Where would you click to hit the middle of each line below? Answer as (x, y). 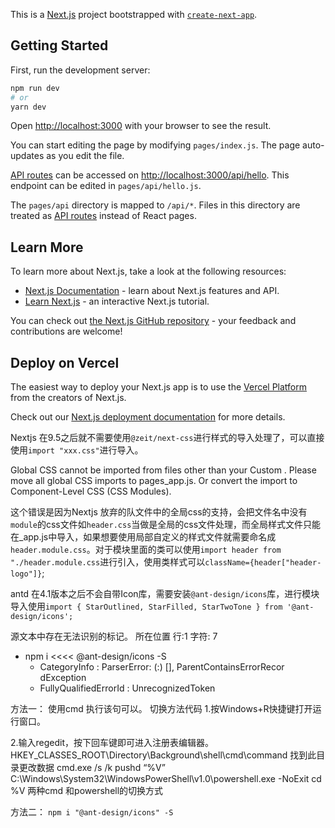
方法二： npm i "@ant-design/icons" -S (92, 812)
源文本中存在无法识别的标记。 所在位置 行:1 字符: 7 (114, 636)
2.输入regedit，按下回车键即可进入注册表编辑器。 (112, 743)
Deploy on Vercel (65, 362)
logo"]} (26, 574)
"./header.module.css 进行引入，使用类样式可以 (108, 562)
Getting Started (59, 45)
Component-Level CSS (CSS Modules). (91, 491)
